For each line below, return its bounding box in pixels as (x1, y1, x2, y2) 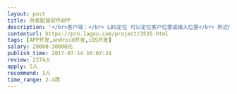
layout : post (7, 10, 46, 18)
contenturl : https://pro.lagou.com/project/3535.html (7, 30, 169, 37)
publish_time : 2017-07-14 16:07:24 (7, 50, 112, 57)
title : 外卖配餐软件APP (7, 17, 71, 24)
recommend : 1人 (7, 69, 51, 76)
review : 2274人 (7, 57, 51, 64)
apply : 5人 (7, 63, 39, 70)
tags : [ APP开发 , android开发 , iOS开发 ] (7, 37, 112, 44)
